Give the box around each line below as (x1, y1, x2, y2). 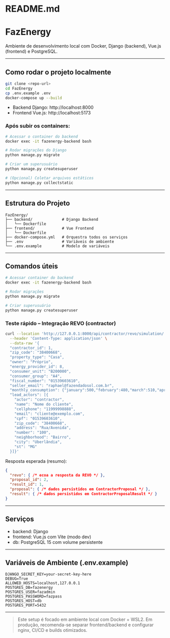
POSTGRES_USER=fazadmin (5, 589, 56, 595)
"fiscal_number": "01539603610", (10, 378, 80, 383)
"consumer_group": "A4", (10, 373, 62, 379)
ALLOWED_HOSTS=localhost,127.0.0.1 (5, 581, 80, 586)
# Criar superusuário (5, 303, 51, 308)
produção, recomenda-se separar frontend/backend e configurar (17, 622, 154, 628)
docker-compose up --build (5, 95, 62, 100)
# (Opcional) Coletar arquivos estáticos (5, 175, 94, 180)
